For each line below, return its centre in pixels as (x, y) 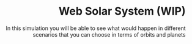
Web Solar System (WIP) (122, 11)
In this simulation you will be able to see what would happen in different (96, 28)
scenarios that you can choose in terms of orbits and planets (109, 34)
